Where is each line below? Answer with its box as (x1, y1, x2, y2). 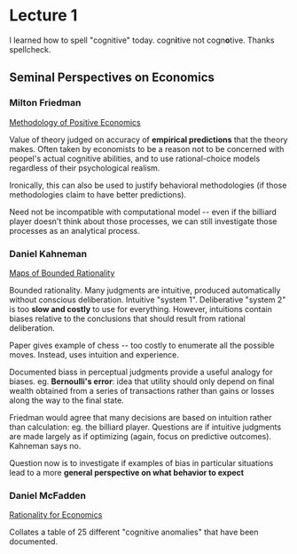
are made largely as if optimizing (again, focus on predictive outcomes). (9, 430, 272, 441)
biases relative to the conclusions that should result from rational (9, 313, 246, 324)
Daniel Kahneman (9, 247, 87, 260)
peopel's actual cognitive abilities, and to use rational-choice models (9, 153, 261, 164)
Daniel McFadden (9, 489, 87, 502)
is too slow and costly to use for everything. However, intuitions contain (9, 303, 272, 314)
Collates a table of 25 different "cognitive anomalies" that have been (9, 526, 259, 538)
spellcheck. (9, 44, 51, 54)
